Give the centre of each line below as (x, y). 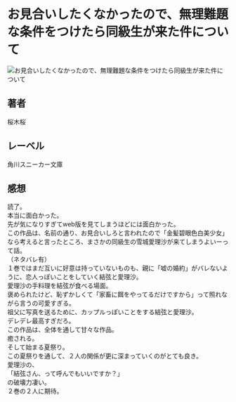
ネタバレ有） (32, 259)
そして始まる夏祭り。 (38, 347)
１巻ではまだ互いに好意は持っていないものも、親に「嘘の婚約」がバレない (115, 268)
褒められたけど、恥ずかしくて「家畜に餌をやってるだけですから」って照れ (114, 294)
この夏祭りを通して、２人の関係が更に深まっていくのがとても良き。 (105, 356)
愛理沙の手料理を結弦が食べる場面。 (60, 286)
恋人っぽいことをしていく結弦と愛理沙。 (84, 277)
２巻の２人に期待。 (35, 391)
